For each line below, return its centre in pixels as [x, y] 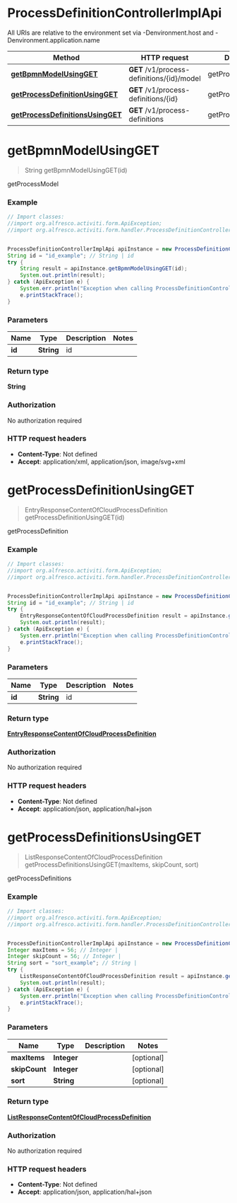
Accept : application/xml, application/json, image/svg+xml [101, 461]
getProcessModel [33, 184]
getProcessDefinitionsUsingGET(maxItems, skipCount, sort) [111, 864]
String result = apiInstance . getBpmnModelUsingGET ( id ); [104, 269]
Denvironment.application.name [54, 40]
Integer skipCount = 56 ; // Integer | [64, 957]
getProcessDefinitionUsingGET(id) [74, 517]
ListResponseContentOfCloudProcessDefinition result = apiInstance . [123, 977]
